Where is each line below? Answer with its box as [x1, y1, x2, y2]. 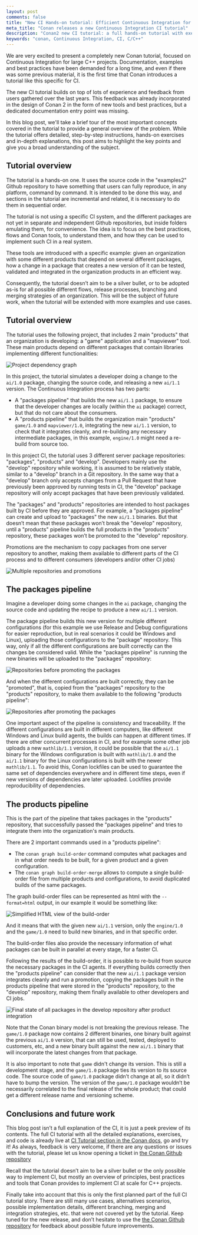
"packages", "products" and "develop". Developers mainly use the [6, 458, 167, 465]
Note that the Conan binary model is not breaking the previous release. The [6, 1024, 189, 1031]
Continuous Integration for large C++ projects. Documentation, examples [6, 58, 183, 65]
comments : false [6, 14, 46, 20]
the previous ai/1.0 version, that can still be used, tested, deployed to [6, 1037, 176, 1044]
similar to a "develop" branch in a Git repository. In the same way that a [6, 471, 179, 478]
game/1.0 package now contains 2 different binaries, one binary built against [6, 1030, 191, 1037]
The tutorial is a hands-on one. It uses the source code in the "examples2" [6, 176, 187, 183]
